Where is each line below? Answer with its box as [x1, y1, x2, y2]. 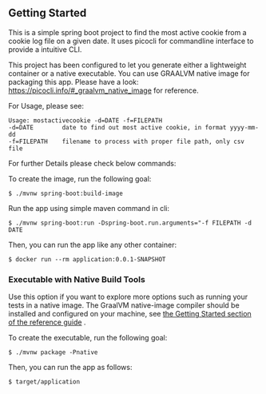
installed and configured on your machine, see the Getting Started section [8, 309, 252, 319]
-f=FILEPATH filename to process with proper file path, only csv [8, 137, 245, 145]
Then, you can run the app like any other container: [8, 240, 177, 249]
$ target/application [8, 378, 81, 386]
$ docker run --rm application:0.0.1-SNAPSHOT [8, 255, 166, 263]
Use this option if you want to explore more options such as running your [8, 292, 248, 302]
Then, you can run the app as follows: [8, 363, 133, 372]
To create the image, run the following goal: [8, 173, 152, 183]
